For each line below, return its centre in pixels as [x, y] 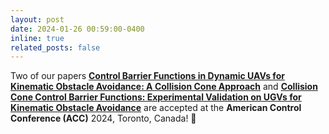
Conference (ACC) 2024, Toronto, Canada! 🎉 [103, 118]
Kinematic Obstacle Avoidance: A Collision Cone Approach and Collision [164, 87]
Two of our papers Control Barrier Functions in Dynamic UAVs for [147, 76]
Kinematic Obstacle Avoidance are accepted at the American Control [156, 108]
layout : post [37, 19]
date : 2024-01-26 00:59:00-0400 [77, 29]
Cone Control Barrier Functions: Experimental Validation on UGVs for [156, 97]
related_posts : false [55, 47]
